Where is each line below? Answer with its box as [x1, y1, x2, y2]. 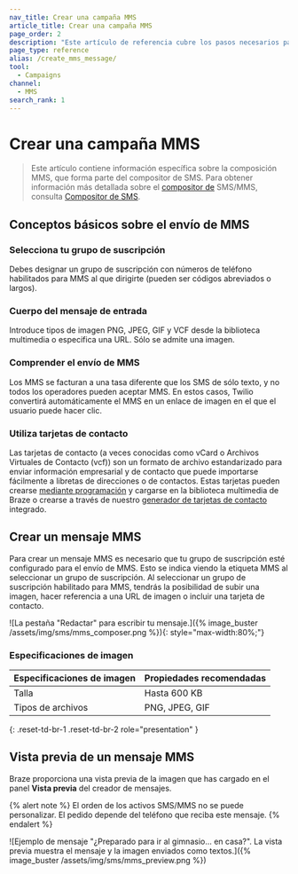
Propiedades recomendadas [144, 672, 266, 684]
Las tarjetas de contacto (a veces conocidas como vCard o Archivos [9, 447, 260, 458]
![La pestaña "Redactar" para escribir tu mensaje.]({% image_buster [9, 618, 259, 628]
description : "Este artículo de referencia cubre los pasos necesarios [9, 37, 279, 47]
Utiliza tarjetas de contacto [9, 427, 129, 439]
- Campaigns [17, 71, 62, 80]
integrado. [9, 503, 47, 515]
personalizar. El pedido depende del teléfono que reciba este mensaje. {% [9, 809, 280, 820]
